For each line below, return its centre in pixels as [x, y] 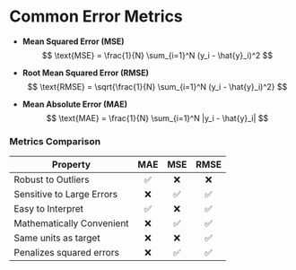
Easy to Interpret [48, 209]
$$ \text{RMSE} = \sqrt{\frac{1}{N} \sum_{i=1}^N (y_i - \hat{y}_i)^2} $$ [157, 86]
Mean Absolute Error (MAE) [75, 104]
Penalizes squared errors [66, 253]
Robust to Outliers [52, 179]
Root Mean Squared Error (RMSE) [86, 73]
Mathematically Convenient [71, 223]
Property [72, 165]
